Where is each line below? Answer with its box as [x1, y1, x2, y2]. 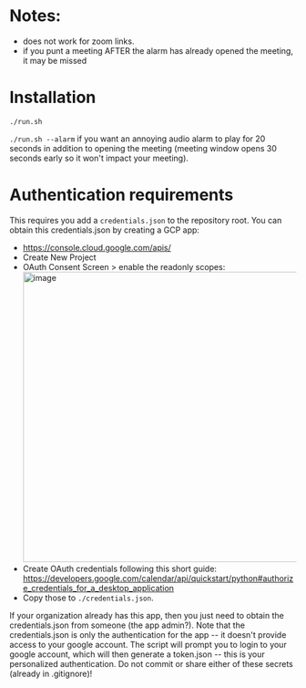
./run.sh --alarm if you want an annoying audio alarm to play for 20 [9, 133, 266, 144]
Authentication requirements [9, 184, 234, 205]
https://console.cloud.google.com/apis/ [22, 242, 171, 253]
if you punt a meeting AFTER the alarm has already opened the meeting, [22, 45, 294, 56]
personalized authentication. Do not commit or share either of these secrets [9, 658, 294, 669]
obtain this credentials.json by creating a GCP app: [9, 224, 200, 235]
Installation [9, 88, 97, 108]
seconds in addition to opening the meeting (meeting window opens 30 [9, 142, 278, 153]
